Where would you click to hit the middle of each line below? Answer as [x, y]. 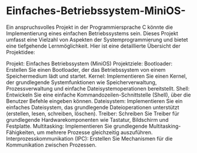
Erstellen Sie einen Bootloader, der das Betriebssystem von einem [86, 69]
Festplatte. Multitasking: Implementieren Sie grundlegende [77, 126]
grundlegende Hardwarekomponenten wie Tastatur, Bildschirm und [87, 119]
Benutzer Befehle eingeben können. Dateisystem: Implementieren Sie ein [94, 101]
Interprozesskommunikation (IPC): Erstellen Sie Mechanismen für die [89, 138]
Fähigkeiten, [21, 132]
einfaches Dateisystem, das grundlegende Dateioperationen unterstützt [93, 107]
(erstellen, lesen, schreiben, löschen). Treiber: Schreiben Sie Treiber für [93, 114]
